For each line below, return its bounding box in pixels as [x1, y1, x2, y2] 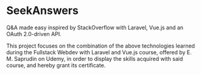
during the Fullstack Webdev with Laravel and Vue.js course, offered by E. [6, 48, 192, 55]
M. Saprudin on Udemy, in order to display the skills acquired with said [6, 55, 183, 62]
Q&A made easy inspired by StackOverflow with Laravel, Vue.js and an [6, 24, 184, 31]
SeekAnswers [6, 4, 79, 18]
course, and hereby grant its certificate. [6, 62, 106, 69]
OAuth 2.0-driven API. [6, 30, 62, 37]
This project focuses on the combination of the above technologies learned [6, 42, 195, 49]
